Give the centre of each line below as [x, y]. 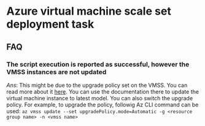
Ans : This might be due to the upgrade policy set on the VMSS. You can [97, 85]
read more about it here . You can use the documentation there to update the [103, 91]
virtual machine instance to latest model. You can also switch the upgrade [100, 98]
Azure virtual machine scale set [89, 11]
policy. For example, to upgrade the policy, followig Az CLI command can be [102, 105]
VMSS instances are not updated [56, 72]
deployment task [50, 24]
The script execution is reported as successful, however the [98, 64]
